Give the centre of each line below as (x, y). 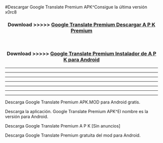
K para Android (81, 60)
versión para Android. (27, 116)
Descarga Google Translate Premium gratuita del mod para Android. (73, 135)
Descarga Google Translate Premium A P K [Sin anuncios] (63, 126)
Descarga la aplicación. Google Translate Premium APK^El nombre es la (77, 111)
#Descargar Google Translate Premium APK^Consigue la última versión (76, 7)
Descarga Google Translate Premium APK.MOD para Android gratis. (73, 102)
